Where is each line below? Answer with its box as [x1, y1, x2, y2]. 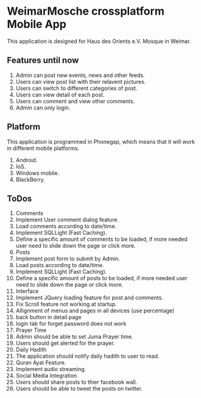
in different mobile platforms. [7, 144, 80, 152]
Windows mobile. [15, 169, 60, 177]
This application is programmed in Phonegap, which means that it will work [7, 138, 196, 145]
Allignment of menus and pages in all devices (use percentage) [15, 307, 175, 314]
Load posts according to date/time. [15, 262, 104, 269]
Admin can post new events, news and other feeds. [15, 72, 145, 79]
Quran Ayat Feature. [15, 359, 66, 366]
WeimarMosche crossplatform [7, 4, 165, 18]
